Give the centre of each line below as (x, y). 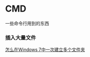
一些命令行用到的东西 (27, 23)
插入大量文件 (21, 37)
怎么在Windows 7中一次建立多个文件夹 (45, 50)
